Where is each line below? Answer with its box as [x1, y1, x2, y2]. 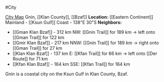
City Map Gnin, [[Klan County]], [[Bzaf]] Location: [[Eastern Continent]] [5, 14, 153, 20]
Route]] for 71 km [12, 56, 48, 62]
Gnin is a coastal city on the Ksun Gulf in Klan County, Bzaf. [5, 71, 128, 77]
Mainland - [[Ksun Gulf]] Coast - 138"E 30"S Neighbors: [5, 20, 122, 25]
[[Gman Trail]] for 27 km [12, 45, 63, 51]
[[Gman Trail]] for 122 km [12, 35, 65, 40]
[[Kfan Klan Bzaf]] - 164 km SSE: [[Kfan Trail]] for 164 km [12, 61, 130, 67]
